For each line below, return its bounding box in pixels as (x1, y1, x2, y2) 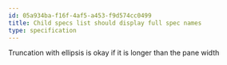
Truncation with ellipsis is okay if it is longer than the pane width (8, 48, 220, 58)
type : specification (8, 26, 78, 34)
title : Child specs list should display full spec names (8, 19, 202, 27)
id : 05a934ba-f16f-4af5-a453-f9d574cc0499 (8, 11, 152, 20)
